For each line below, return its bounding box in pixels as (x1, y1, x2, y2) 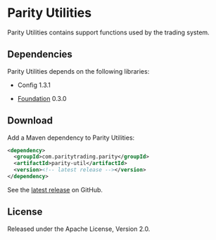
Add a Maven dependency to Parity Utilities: (7, 133, 135, 142)
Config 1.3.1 (17, 81, 51, 89)
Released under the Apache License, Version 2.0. (7, 225, 151, 233)
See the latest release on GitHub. (7, 185, 103, 194)
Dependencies (7, 48, 72, 60)
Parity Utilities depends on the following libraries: (7, 67, 150, 75)
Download (7, 114, 53, 127)
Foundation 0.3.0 (17, 94, 67, 102)
